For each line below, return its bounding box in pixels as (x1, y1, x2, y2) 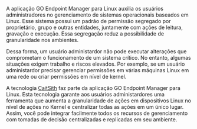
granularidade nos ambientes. (6, 37, 78, 43)
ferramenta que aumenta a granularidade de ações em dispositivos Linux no (6, 97, 192, 104)
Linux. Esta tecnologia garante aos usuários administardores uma (6, 91, 165, 98)
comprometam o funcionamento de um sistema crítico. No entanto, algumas (6, 54, 191, 61)
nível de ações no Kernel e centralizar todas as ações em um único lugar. (6, 104, 184, 110)
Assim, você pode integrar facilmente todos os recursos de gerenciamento (6, 109, 188, 117)
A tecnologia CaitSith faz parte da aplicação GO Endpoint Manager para (6, 85, 181, 91)
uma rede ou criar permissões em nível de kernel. (6, 73, 127, 80)
